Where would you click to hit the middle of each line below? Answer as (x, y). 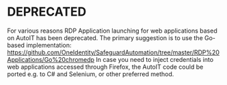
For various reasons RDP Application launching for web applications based (112, 31)
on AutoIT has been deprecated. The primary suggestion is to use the (105, 37)
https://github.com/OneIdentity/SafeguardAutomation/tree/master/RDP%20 (113, 52)
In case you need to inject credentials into (155, 59)
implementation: (49, 45)
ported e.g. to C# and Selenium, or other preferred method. (91, 74)
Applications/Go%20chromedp (51, 59)
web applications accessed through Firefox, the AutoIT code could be (105, 67)
